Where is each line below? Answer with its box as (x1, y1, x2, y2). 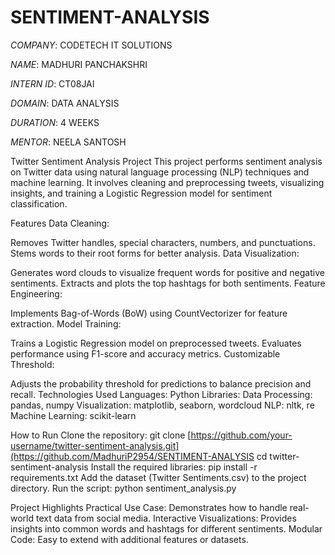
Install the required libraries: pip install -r (90, 461, 258, 473)
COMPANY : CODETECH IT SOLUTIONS (10, 39, 173, 51)
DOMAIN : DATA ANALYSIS (10, 97, 120, 109)
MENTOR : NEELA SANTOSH (10, 136, 127, 148)
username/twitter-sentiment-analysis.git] (10, 439, 180, 451)
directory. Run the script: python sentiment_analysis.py (10, 482, 237, 494)
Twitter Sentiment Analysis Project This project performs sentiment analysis (10, 155, 323, 167)
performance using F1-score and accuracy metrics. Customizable (10, 347, 281, 360)
